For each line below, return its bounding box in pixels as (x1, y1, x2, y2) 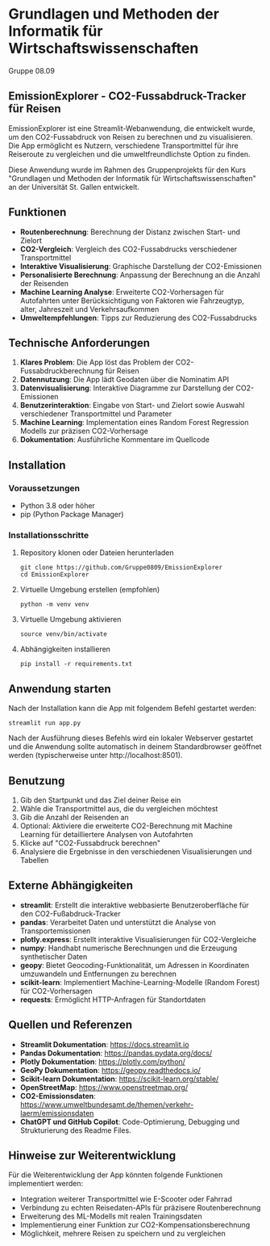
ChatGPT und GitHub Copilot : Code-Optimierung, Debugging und (19, 1117, 240, 1126)
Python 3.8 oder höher (19, 501, 95, 511)
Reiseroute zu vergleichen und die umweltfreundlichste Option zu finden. (8, 149, 251, 158)
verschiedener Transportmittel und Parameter (19, 409, 172, 419)
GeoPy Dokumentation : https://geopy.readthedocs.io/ (19, 1065, 201, 1075)
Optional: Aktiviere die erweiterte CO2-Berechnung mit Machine (19, 821, 233, 831)
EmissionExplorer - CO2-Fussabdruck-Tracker (8, 90, 247, 103)
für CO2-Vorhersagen (19, 986, 93, 996)
